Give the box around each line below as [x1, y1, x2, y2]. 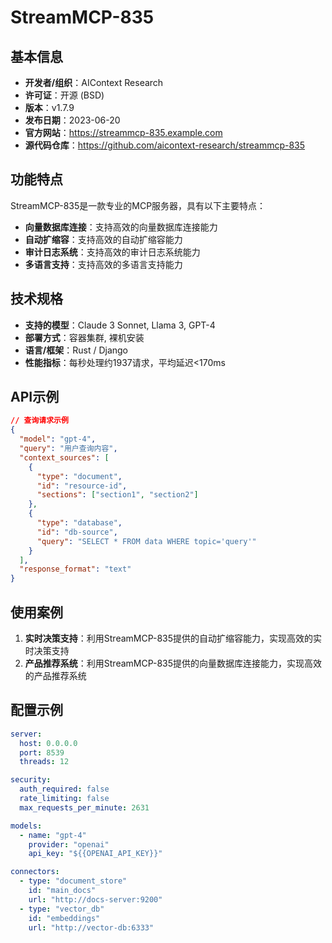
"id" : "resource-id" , [36, 481, 128, 491]
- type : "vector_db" [19, 904, 105, 914]
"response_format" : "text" [19, 564, 132, 575]
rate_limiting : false [19, 794, 110, 804]
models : [10, 821, 43, 831]
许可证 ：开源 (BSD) [24, 89, 105, 101]
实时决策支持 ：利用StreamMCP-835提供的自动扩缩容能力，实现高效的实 [24, 632, 323, 644]
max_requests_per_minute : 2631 [19, 802, 150, 813]
